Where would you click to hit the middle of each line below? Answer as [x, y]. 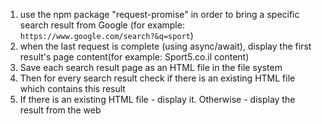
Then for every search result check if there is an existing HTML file [157, 78]
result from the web [60, 110]
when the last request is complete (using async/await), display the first [165, 46]
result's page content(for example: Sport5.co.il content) [134, 57]
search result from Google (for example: [102, 25]
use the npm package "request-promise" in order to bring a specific [159, 14]
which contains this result [72, 88]
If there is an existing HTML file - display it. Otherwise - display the [157, 99]
